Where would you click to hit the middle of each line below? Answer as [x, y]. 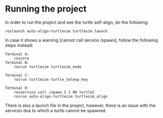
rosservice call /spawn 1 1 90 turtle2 [54, 92]
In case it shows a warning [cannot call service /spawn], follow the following [81, 40]
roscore [21, 58]
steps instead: [19, 45]
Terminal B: [17, 62]
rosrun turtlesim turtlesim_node [48, 67]
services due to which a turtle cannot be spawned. [56, 110]
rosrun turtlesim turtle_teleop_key [51, 79]
